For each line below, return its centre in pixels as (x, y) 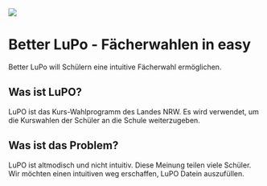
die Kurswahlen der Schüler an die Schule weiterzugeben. (105, 120)
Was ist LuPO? (45, 92)
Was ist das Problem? (64, 145)
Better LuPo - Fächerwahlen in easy (130, 45)
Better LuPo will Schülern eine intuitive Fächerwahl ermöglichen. (115, 67)
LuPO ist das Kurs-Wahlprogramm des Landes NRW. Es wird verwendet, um (134, 111)
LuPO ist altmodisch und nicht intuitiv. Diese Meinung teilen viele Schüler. (130, 165)
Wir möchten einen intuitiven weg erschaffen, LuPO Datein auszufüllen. (127, 173)
